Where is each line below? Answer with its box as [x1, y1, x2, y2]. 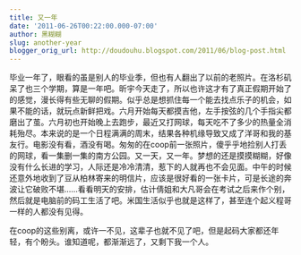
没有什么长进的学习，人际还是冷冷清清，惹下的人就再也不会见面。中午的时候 [9, 162, 292, 173]
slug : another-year [9, 38, 82, 47]
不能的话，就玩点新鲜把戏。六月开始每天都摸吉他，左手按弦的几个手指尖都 [16, 106, 292, 116]
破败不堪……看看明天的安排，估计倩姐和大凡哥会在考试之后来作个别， [32, 184, 290, 195]
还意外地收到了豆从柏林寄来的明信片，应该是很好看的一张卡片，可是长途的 [9, 173, 284, 183]
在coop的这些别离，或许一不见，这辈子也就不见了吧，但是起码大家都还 [9, 225, 271, 236]
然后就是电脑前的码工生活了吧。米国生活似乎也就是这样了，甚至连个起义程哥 [9, 195, 292, 206]
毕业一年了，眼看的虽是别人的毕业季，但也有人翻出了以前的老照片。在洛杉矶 [9, 72, 292, 83]
